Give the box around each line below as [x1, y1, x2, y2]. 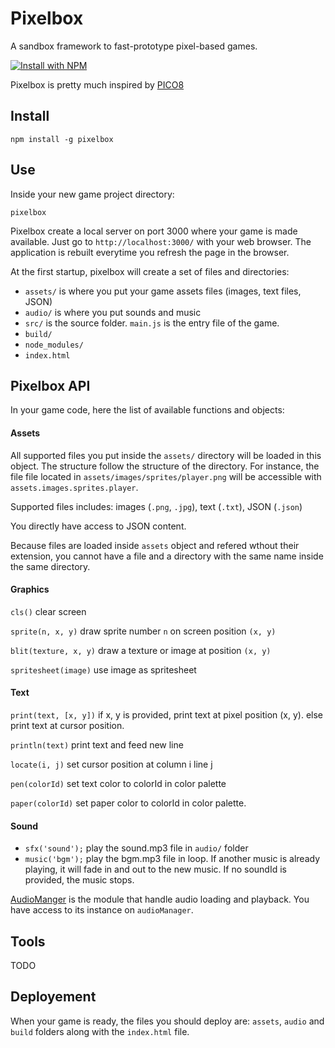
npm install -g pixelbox [10, 134, 114, 144]
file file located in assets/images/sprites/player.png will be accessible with [10, 470, 322, 482]
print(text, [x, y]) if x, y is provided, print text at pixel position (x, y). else [10, 708, 324, 721]
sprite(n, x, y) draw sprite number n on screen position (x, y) [10, 625, 277, 637]
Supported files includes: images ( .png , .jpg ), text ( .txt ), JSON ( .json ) [10, 500, 303, 512]
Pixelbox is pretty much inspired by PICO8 [10, 78, 185, 91]
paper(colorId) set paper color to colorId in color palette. [10, 797, 247, 809]
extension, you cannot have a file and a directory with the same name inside [10, 550, 324, 562]
